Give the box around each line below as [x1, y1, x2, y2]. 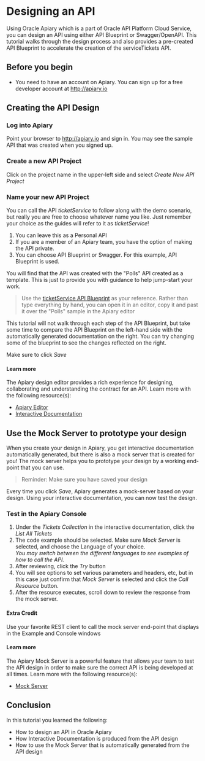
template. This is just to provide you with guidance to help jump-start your [6, 276, 193, 284]
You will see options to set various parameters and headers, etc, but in [15, 569, 193, 577]
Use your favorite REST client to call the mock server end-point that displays [6, 623, 199, 630]
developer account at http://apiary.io [15, 85, 108, 92]
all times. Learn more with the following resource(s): [6, 670, 138, 677]
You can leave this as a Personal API [15, 232, 107, 239]
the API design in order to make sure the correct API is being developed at [6, 663, 193, 671]
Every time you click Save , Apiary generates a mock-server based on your [6, 488, 194, 495]
